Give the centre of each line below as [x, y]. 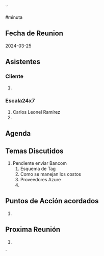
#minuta [14, 17]
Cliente [15, 76]
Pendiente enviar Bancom [40, 163]
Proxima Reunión [33, 230]
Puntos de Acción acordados [52, 201]
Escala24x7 [20, 101]
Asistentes [23, 62]
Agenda [18, 133]
